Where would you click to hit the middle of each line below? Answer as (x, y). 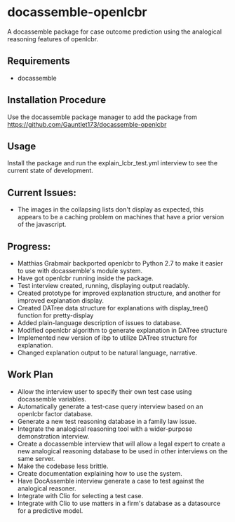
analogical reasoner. (47, 488)
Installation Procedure (57, 100)
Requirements (39, 61)
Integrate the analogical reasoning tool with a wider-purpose (105, 429)
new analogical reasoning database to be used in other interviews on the (122, 451)
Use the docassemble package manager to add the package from (102, 117)
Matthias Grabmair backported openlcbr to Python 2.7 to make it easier (120, 263)
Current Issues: (42, 192)
